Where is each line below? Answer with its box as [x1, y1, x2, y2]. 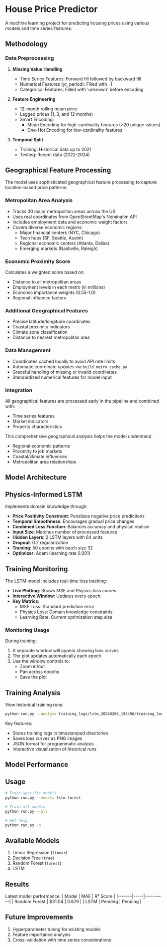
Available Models [5, 836, 60, 845]
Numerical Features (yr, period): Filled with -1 [19, 81, 113, 87]
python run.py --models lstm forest [5, 795, 81, 800]
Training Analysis [5, 689, 61, 697]
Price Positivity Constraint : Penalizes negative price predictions [12, 513, 145, 519]
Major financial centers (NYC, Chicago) [19, 230, 100, 236]
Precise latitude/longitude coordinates [12, 318, 91, 325]
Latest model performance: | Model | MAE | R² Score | [5, 893, 116, 899]
